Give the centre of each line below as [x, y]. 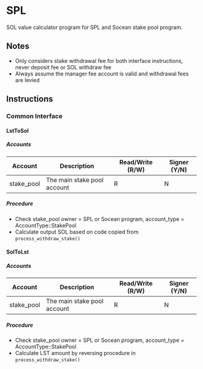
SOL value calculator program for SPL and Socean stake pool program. [95, 27]
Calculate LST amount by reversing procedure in [75, 353]
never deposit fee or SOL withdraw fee [63, 67]
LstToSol [18, 130]
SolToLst [18, 252]
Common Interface [34, 117]
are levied [27, 80]
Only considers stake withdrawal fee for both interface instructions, [99, 60]
